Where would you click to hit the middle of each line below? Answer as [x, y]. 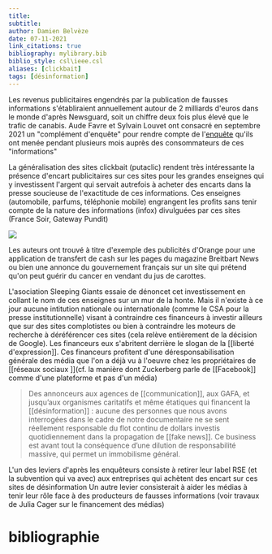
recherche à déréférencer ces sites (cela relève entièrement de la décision [133, 335]
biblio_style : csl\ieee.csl [56, 62]
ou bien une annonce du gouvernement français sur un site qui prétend [128, 267]
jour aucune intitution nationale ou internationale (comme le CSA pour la [129, 309]
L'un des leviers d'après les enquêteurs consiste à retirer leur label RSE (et [133, 470]
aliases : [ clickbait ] [45, 69]
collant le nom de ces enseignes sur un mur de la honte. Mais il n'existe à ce [136, 300]
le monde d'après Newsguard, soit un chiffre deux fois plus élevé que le [129, 117]
